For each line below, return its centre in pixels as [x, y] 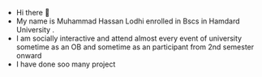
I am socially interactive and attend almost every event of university [129, 38]
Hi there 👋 [33, 13]
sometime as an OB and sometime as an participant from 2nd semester [135, 47]
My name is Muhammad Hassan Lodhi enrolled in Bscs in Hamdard [128, 21]
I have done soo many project [66, 64]
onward [29, 56]
